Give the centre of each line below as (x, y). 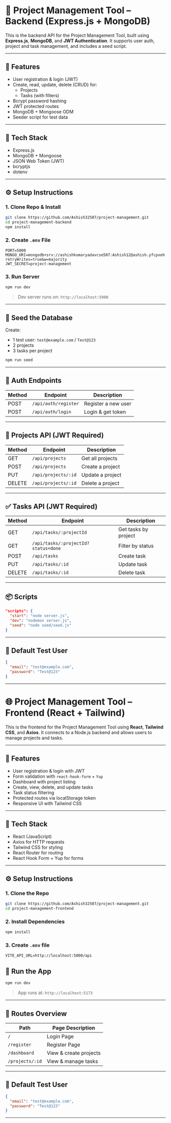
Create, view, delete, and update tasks (53, 787)
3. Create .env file (27, 945)
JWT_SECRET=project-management (38, 264)
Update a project (101, 474)
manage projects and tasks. (34, 738)
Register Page (63, 1045)
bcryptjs (21, 166)
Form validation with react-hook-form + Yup (58, 776)
